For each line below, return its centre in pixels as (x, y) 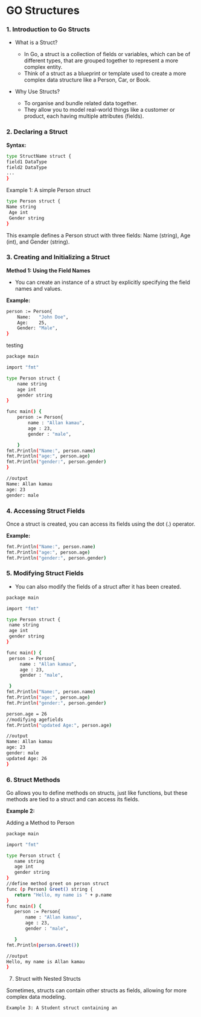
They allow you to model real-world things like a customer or (99, 110)
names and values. (38, 288)
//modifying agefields (35, 720)
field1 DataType (27, 162)
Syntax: (16, 145)
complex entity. (43, 67)
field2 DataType (27, 167)
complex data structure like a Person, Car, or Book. (87, 80)
